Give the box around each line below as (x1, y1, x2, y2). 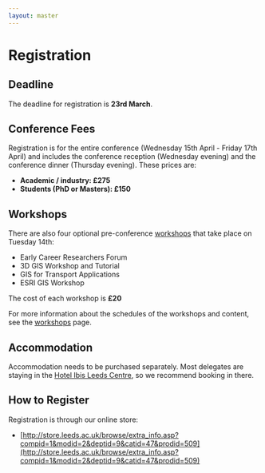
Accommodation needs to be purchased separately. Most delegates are (8, 362, 244, 372)
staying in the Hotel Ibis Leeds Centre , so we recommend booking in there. (8, 371, 254, 380)
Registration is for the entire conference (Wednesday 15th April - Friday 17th (8, 143, 258, 153)
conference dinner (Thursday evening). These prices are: (8, 161, 197, 170)
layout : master (8, 11, 59, 20)
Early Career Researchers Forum (19, 252, 128, 262)
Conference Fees (8, 122, 96, 136)
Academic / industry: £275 (19, 176, 111, 185)
